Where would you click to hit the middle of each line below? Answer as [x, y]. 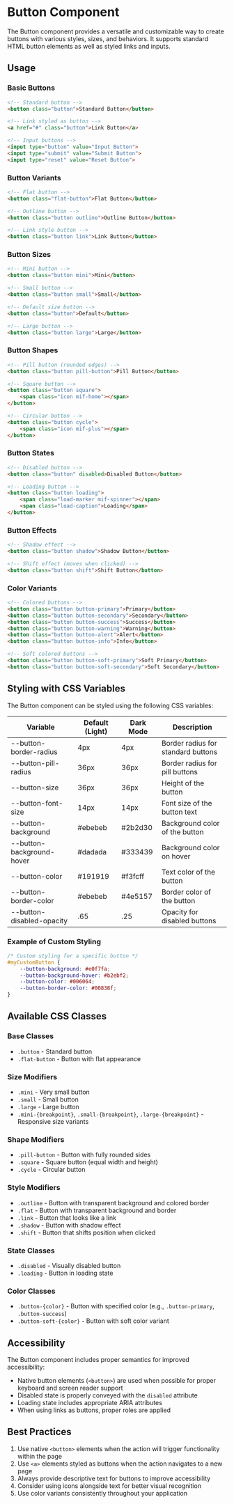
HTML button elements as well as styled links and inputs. [89, 46]
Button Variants [34, 178]
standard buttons [189, 751]
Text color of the [188, 872]
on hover [176, 856]
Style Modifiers [34, 1188]
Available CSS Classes [57, 1016]
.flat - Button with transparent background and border [97, 1210]
